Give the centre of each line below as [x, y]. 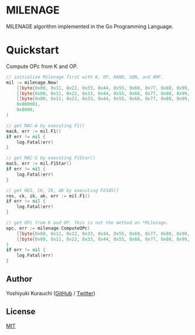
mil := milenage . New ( [32, 83]
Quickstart [33, 50]
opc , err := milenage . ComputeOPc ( [48, 228]
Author [19, 279]
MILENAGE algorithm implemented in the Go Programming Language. [90, 26]
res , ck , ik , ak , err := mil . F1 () [48, 196]
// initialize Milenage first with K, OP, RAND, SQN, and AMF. [85, 77]
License [21, 312]
